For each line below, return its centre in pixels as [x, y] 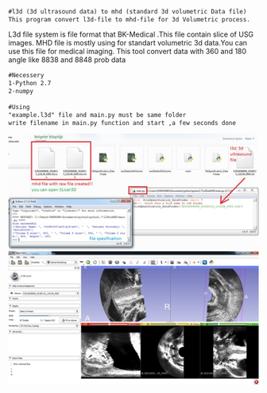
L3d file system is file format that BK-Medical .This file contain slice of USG [131, 34]
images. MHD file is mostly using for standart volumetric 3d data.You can [128, 43]
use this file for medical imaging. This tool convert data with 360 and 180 [128, 51]
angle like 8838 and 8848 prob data [67, 60]
